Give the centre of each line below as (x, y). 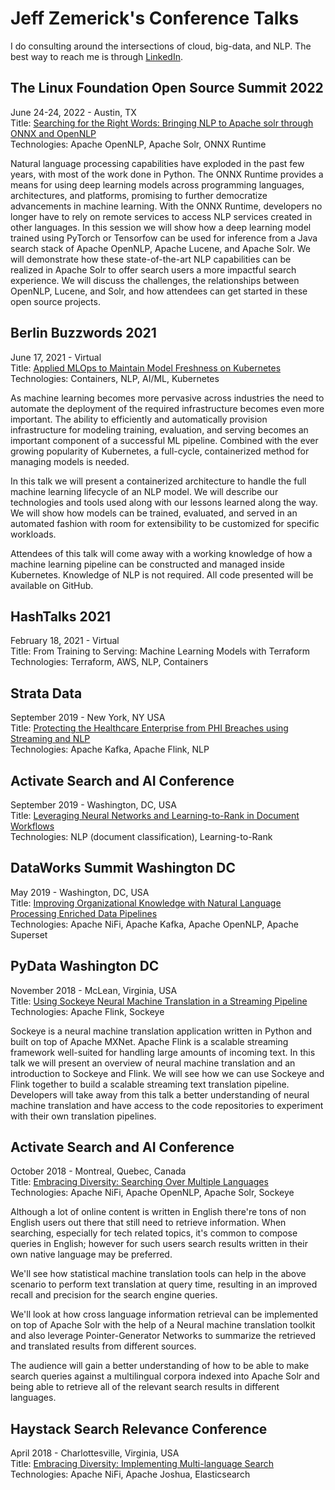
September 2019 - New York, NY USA (88, 718)
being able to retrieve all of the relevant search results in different (145, 1387)
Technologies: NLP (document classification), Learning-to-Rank (141, 836)
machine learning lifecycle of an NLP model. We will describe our (144, 491)
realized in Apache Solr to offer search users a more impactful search (153, 269)
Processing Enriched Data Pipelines (84, 913)
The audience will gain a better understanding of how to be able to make (160, 1366)
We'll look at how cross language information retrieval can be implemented (164, 1314)
